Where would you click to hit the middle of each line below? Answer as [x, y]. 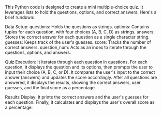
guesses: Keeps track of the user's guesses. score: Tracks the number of [78, 42]
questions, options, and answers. [38, 52]
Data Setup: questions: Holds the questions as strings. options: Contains [77, 27]
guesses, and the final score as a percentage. [51, 88]
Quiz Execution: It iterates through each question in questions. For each [76, 62]
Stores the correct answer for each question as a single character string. [77, 37]
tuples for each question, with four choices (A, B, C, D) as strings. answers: [80, 32]
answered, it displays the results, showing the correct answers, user [73, 82]
